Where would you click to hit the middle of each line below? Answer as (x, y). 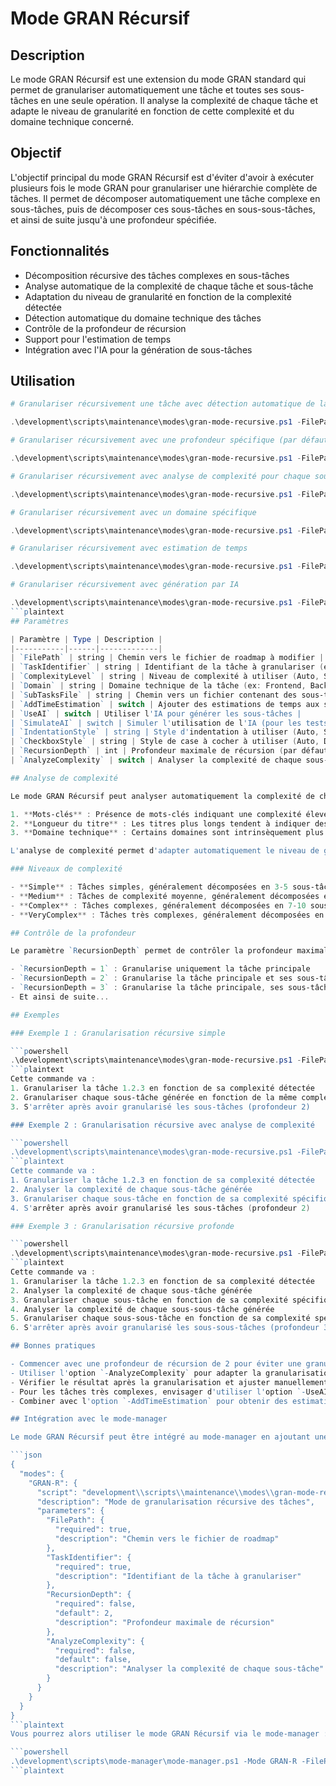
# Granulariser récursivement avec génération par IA (125, 585)
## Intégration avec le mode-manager (89, 1419)
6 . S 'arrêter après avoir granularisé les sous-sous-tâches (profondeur (165, 1328)
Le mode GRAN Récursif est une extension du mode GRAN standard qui (158, 79)
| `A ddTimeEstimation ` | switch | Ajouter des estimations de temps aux (165, 704)
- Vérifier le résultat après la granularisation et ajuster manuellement (169, 1382)
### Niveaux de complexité (66, 869)
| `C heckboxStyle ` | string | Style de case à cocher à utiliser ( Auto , (165, 742)
